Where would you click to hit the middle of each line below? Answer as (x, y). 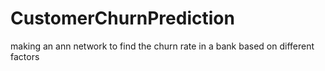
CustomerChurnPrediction (122, 18)
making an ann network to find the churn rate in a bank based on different (162, 46)
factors (25, 56)
